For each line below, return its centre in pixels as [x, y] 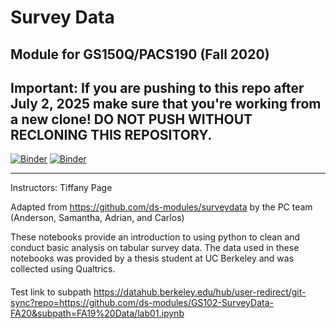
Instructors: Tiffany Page [61, 188]
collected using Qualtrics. [63, 269]
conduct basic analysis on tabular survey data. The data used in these [155, 248]
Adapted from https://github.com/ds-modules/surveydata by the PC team [161, 207]
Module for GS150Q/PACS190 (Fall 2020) [140, 54]
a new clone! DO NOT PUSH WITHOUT [131, 119]
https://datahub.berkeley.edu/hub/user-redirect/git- [200, 292]
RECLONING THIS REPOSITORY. [111, 134]
